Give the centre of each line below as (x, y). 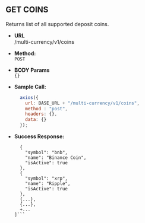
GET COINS (27, 10)
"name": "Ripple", (48, 184)
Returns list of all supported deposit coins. (57, 24)
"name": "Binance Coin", (56, 158)
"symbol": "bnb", (46, 153)
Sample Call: (30, 87)
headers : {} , (41, 114)
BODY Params (32, 70)
